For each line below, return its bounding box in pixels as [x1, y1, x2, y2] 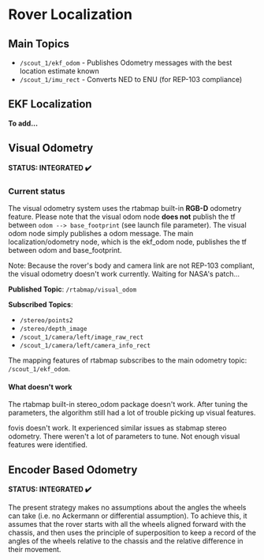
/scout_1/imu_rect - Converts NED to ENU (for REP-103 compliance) [19, 75, 243, 84]
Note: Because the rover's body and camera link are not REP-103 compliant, [8, 261, 255, 270]
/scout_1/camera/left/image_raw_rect [19, 333, 144, 341]
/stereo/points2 [19, 316, 73, 325]
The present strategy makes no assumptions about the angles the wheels [8, 502, 247, 512]
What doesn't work [8, 381, 73, 392]
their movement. [8, 544, 61, 554]
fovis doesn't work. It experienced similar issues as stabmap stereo [8, 423, 227, 433]
